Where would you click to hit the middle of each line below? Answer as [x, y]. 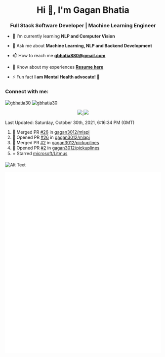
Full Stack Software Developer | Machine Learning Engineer [83, 26]
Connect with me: [27, 92]
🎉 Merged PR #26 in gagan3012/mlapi [51, 132]
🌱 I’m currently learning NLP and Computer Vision [63, 36]
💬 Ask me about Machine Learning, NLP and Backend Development [82, 46]
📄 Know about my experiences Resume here [58, 67]
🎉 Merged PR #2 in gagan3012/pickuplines [56, 143]
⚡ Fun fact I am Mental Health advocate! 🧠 [56, 77]
